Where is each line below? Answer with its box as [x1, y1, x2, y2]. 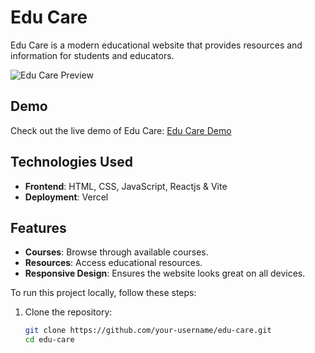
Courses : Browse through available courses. [24, 246, 209, 258]
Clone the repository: [24, 306, 113, 318]
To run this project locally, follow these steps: [10, 287, 197, 299]
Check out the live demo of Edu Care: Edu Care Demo [10, 124, 232, 136]
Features [10, 219, 67, 236]
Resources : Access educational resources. [24, 257, 203, 269]
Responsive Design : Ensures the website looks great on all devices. [24, 267, 306, 280]
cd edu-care [24, 335, 75, 345]
